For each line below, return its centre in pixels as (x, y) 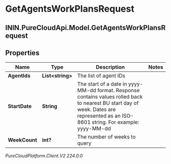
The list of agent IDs (101, 76)
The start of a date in (102, 84)
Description (110, 67)
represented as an (99, 116)
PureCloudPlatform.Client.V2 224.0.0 (44, 156)
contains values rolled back (110, 97)
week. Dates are (96, 110)
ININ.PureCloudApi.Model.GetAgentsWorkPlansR (85, 28)
